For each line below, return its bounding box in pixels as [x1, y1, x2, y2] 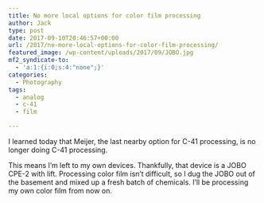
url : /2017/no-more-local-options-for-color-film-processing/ [8, 41, 219, 49]
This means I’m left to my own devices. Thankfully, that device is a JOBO [8, 161, 247, 170]
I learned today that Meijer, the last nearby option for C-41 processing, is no [8, 137, 256, 146]
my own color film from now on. [8, 186, 113, 195]
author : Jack [8, 19, 52, 27]
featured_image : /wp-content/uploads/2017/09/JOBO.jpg [8, 49, 194, 57]
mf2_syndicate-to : [8, 57, 69, 64]
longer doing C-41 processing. [8, 145, 108, 154]
